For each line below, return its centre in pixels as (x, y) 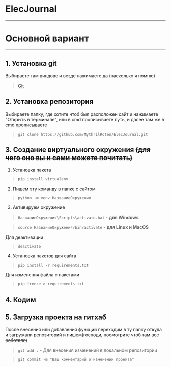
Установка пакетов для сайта (44, 256)
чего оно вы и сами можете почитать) (69, 158)
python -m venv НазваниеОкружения (54, 198)
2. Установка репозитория (49, 102)
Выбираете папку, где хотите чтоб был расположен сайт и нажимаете (82, 114)
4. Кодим (21, 299)
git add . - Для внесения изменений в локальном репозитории (88, 350)
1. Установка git (31, 63)
